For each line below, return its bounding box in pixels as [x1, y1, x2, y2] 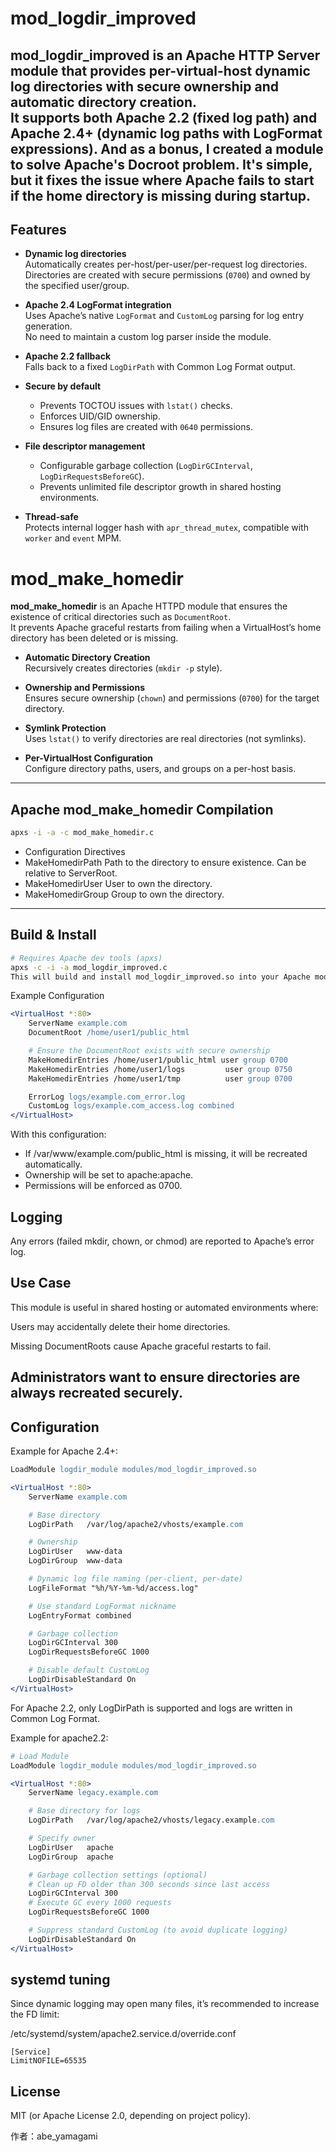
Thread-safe [24, 511, 79, 523]
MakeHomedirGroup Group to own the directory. [24, 888, 225, 901]
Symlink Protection [24, 722, 107, 734]
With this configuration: [10, 1128, 107, 1141]
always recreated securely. [10, 1385, 183, 1402]
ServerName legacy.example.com [28, 1788, 159, 1798]
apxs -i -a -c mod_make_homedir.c [10, 828, 155, 838]
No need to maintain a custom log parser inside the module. [24, 331, 272, 343]
